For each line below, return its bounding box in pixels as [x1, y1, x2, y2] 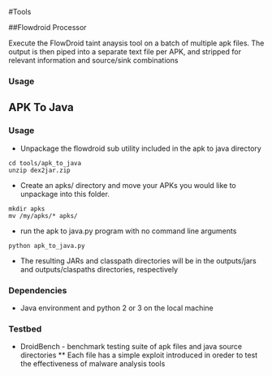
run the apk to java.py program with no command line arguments [19, 226, 237, 236]
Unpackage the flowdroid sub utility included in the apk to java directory [19, 143, 261, 153]
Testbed [8, 323, 42, 335]
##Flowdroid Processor [8, 23, 87, 32]
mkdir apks [8, 204, 45, 213]
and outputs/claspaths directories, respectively [19, 264, 179, 274]
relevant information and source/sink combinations [8, 56, 179, 65]
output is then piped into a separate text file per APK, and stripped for [8, 47, 242, 56]
